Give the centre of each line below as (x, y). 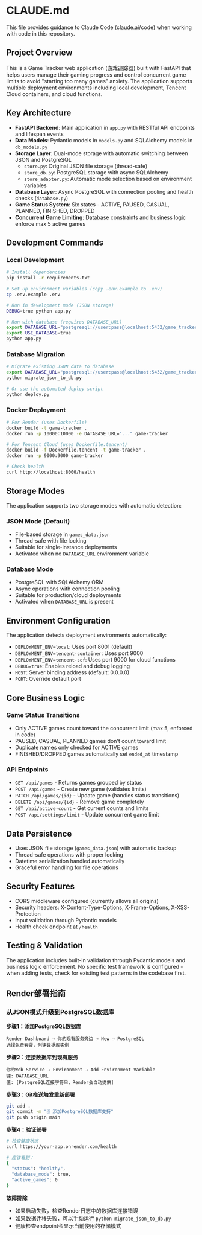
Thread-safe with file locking (50, 541)
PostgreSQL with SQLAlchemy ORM (59, 582)
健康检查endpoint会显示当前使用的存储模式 (68, 1225)
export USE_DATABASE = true (38, 333)
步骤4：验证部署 (26, 1129)
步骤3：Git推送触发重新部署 (41, 1095)
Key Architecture (39, 113)
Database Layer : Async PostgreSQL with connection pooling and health (104, 191)
